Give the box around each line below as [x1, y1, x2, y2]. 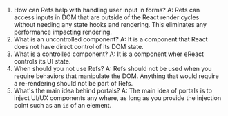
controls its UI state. [13, 57, 71, 65]
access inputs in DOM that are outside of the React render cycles [13, 13, 200, 21]
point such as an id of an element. [13, 101, 112, 109]
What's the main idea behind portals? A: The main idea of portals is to [13, 86, 213, 95]
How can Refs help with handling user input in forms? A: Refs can [13, 6, 200, 14]
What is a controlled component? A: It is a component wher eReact [13, 50, 205, 58]
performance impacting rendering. [13, 28, 113, 36]
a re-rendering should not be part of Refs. [13, 79, 133, 87]
